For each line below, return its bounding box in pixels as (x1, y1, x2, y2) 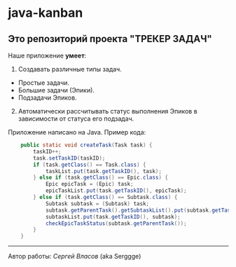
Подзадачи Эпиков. (18, 93, 77, 102)
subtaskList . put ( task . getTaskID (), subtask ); (45, 213, 181, 220)
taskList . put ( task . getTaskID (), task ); (45, 167, 162, 174)
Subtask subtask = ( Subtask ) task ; (45, 200, 150, 207)
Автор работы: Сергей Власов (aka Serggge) (8, 252, 141, 261)
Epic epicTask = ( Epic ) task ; (45, 181, 134, 188)
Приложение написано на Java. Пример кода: (8, 128, 146, 136)
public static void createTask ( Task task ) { (20, 142, 153, 149)
